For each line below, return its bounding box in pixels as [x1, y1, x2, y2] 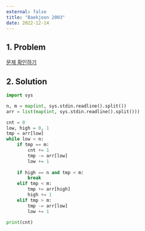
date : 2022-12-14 [6, 20, 50, 26]
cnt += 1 [27, 147, 50, 153]
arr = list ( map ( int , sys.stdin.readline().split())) [6, 108, 140, 114]
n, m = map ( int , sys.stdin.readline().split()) [6, 103, 127, 109]
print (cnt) [6, 219, 33, 225]
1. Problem [6, 42, 46, 52]
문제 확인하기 [6, 59, 37, 66]
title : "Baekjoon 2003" [6, 14, 66, 20]
